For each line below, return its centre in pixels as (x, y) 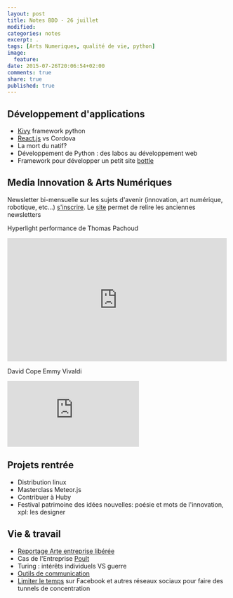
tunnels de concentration (54, 588)
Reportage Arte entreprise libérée (66, 551)
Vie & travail (34, 534)
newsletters (24, 214)
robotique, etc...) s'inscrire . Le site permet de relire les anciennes (101, 207)
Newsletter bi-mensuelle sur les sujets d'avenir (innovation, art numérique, (115, 199)
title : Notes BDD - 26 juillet (53, 20)
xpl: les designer (41, 512)
